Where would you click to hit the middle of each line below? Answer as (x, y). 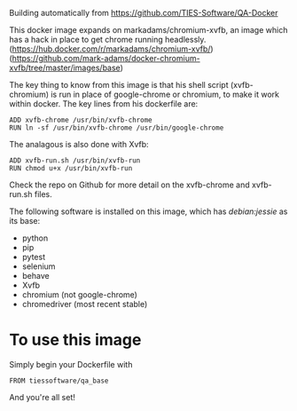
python (35, 238)
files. (43, 194)
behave (36, 276)
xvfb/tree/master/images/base (65, 67)
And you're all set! (42, 397)
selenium (39, 266)
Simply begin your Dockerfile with (71, 364)
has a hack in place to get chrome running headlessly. (108, 40)
